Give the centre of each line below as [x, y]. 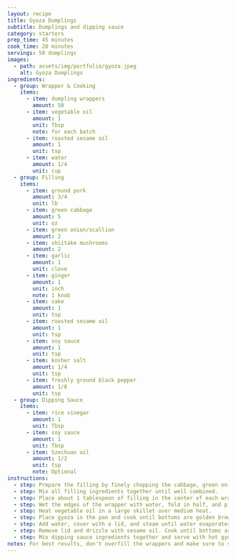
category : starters [36, 33]
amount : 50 [48, 106]
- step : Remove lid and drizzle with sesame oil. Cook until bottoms [117, 531]
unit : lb [45, 204]
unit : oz [45, 223]
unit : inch [48, 288]
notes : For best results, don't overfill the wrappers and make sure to [116, 544]
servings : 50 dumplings [42, 53]
